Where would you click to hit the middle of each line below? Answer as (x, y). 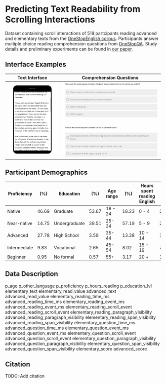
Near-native (20, 224)
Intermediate (20, 247)
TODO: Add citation (25, 376)
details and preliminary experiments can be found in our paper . (69, 49)
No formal (64, 257)
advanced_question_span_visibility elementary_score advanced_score (76, 348)
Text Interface (32, 78)
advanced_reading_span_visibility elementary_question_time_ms (70, 322)
